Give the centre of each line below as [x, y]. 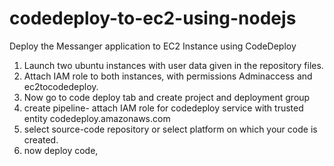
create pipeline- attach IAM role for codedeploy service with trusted [163, 108]
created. [41, 139]
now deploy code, [61, 150]
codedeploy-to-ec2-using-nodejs [153, 18]
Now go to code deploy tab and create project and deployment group [167, 97]
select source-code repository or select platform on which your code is [170, 129]
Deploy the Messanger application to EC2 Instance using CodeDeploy [153, 46]
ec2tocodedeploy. [61, 86]
